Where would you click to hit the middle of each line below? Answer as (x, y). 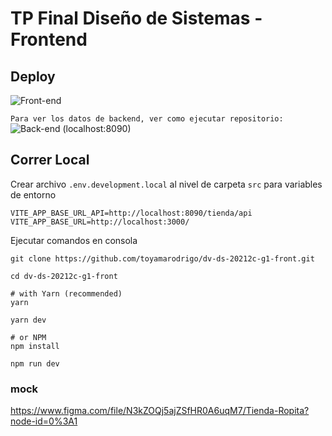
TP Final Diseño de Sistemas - (136, 18)
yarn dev (28, 320)
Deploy (33, 76)
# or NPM (28, 337)
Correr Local (50, 160)
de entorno (33, 194)
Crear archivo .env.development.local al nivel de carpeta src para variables (166, 184)
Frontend (49, 39)
